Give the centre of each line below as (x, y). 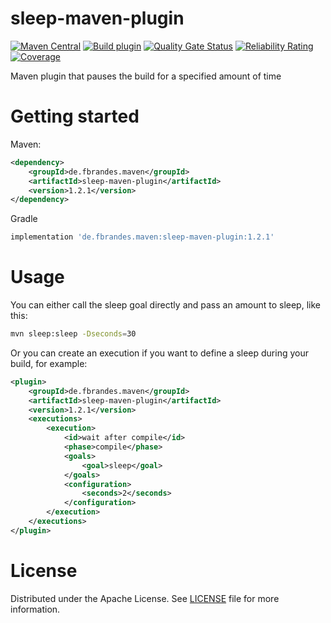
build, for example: (49, 363)
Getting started (75, 116)
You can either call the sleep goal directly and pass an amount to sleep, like (165, 305)
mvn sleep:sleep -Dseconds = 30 (73, 334)
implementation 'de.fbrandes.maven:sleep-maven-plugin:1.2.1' (142, 237)
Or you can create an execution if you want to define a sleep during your (159, 353)
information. (35, 609)
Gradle (24, 219)
